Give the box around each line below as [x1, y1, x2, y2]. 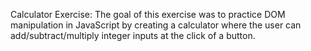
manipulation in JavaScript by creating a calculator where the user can [10, 19, 302, 31]
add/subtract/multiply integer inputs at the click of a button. [10, 30, 256, 41]
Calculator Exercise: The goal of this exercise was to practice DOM [10, 9, 286, 20]
